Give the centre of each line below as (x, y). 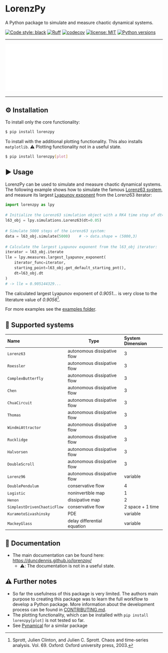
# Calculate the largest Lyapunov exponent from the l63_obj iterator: (81, 247)
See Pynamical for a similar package (50, 625)
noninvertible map (86, 493)
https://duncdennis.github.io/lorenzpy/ (52, 560)
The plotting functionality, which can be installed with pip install (80, 615)
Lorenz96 (16, 477)
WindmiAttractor (24, 428)
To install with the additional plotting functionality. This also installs (74, 141)
